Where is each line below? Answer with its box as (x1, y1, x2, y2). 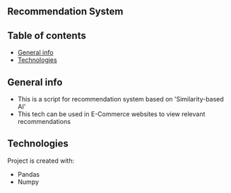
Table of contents (7, 30, 86, 42)
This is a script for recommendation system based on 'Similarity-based (17, 95, 224, 104)
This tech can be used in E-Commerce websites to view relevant (17, 110, 206, 118)
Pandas (17, 170, 40, 178)
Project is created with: (7, 156, 75, 165)
